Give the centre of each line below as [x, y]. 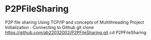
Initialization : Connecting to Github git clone [49, 27]
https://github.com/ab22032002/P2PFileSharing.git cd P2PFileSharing [76, 32]
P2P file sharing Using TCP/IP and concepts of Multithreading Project [75, 22]
